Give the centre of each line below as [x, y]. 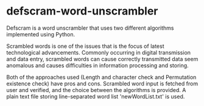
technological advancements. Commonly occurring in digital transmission [98, 52]
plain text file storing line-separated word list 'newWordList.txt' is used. [96, 96]
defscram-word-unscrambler [82, 11]
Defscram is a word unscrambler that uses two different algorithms [90, 28]
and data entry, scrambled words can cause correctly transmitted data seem [102, 59]
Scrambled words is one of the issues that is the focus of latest [85, 46]
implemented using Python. [41, 34]
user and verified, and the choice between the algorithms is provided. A [96, 90]
